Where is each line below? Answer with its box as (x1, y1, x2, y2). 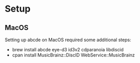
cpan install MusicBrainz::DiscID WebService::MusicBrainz (12, 52, 135, 58)
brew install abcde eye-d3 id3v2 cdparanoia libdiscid (12, 47, 124, 52)
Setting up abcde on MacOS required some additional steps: (5, 37, 131, 43)
